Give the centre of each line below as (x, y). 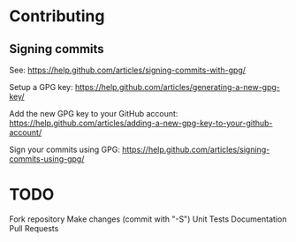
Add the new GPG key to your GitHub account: (94, 113)
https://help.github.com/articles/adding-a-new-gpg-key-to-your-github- (141, 123)
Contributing (57, 16)
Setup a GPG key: (41, 87)
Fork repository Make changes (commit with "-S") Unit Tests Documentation (148, 219)
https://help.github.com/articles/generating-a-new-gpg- (178, 87)
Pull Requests (34, 228)
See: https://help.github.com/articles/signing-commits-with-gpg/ (127, 70)
